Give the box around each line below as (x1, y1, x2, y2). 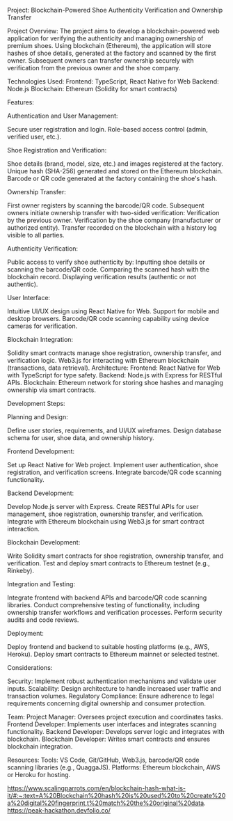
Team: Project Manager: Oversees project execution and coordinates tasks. (7, 713, 223, 721)
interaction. (7, 525, 40, 533)
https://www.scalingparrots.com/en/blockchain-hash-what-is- (7, 784, 186, 792)
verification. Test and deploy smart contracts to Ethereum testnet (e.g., (7, 559, 210, 567)
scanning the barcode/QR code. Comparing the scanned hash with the (7, 265, 210, 274)
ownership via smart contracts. (7, 386, 96, 394)
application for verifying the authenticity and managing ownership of (7, 34, 204, 42)
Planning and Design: (7, 413, 68, 421)
